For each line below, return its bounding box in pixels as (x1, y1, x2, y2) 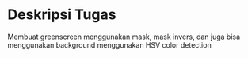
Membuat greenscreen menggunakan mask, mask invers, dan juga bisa (7, 32, 241, 41)
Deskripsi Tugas (7, 6, 116, 24)
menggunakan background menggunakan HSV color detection (7, 40, 212, 49)
